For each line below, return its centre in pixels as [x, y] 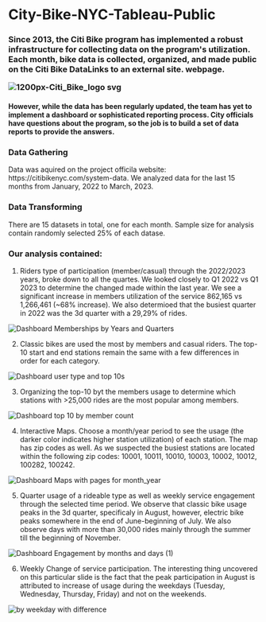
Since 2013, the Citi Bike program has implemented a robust [126, 40]
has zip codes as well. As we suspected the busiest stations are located [137, 448]
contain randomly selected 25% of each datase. [87, 233]
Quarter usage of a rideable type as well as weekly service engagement [137, 496]
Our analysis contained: [56, 254]
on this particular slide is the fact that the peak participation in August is [137, 577]
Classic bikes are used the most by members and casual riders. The [131, 344]
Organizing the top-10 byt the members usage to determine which [127, 391]
